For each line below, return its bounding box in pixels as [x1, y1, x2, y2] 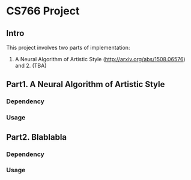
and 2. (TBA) [14, 62, 47, 69]
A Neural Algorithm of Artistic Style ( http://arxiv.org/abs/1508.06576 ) [14, 56, 186, 62]
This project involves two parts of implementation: [6, 44, 130, 51]
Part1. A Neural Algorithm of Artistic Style [6, 79, 165, 89]
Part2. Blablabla [6, 132, 67, 142]
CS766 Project [6, 4, 80, 18]
